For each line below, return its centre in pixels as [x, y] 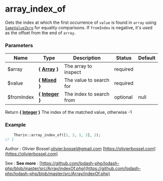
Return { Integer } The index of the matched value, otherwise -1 [68, 112]
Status [124, 58]
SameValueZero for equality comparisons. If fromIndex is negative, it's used [79, 27]
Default [147, 58]
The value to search [87, 80]
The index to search [87, 94]
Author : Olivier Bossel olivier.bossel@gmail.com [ [55, 149]
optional [123, 97]
